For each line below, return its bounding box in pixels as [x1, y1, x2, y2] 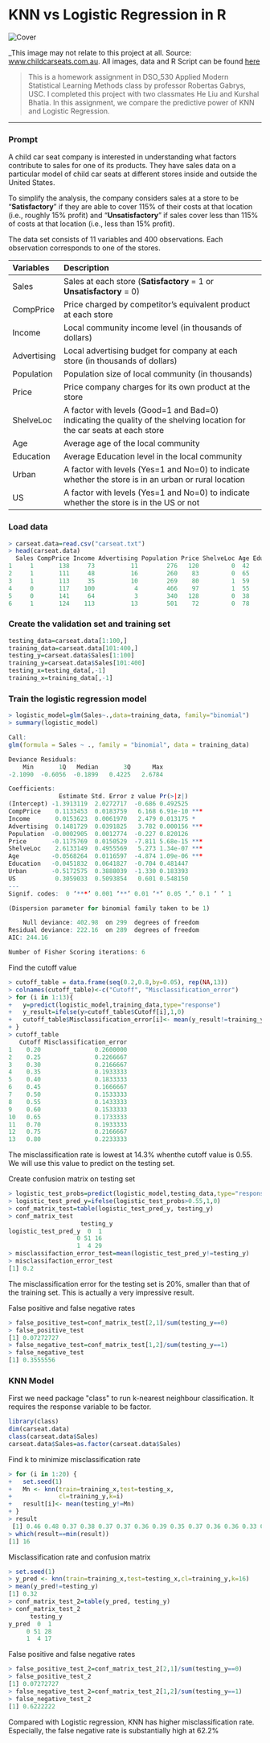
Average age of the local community [63, 438, 200, 449]
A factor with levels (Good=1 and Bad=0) [63, 405, 219, 416]
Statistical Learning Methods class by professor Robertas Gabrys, [27, 80, 247, 90]
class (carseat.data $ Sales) [8, 1432, 99, 1441]
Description [63, 262, 110, 274]
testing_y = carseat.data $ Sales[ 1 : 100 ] [8, 652, 135, 660]
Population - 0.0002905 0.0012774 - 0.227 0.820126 [8, 830, 189, 838]
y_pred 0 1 [8, 1620, 52, 1628]
